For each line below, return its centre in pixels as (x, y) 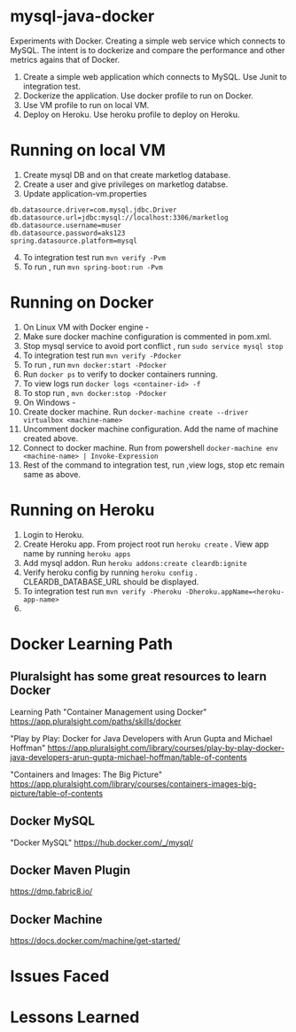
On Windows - (49, 402)
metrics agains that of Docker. (65, 59)
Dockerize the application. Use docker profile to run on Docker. (138, 96)
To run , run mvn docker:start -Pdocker (95, 364)
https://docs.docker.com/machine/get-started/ (95, 941)
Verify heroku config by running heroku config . (110, 572)
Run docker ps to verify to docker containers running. (120, 374)
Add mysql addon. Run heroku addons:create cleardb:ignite (135, 563)
